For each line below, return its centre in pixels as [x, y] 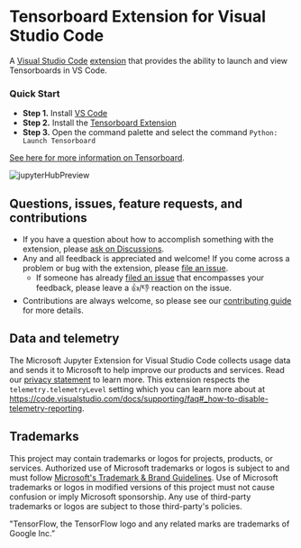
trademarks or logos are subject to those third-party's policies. [126, 506]
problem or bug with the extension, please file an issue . [125, 269]
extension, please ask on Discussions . [93, 249]
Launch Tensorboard [59, 142]
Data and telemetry [64, 338]
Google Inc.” [32, 533]
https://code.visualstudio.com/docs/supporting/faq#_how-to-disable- [139, 398]
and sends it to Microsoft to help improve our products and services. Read [147, 370]
